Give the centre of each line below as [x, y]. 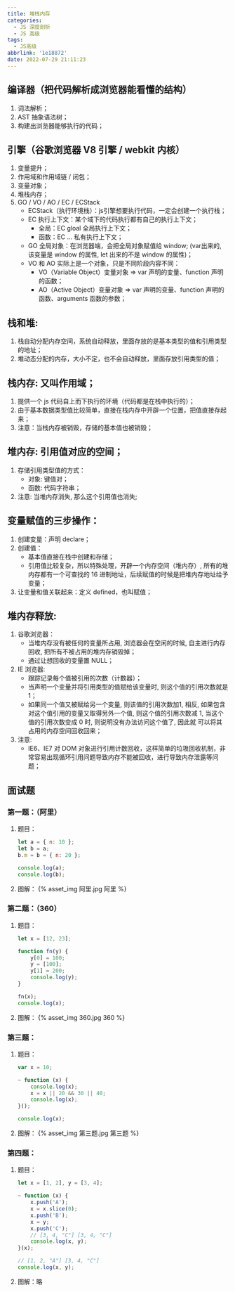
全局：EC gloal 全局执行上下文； [85, 228]
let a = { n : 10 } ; [46, 842]
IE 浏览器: [31, 669]
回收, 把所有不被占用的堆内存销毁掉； [82, 652]
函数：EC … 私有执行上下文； [81, 237]
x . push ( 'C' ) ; [49, 1228]
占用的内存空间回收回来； [65, 731]
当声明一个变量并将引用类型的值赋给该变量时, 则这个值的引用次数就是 [128, 687]
